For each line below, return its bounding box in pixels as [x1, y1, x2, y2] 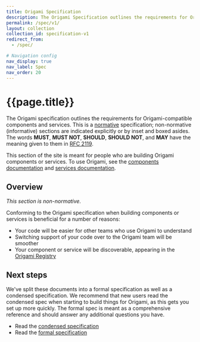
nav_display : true [6, 58, 52, 64]
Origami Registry [14, 252, 57, 260]
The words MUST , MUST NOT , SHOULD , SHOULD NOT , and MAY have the [6, 134, 191, 141]
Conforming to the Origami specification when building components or [6, 209, 180, 217]
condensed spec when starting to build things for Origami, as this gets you [6, 298, 189, 305]
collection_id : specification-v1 [6, 31, 89, 37]
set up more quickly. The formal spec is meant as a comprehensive [6, 304, 171, 312]
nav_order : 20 [6, 69, 42, 75]
